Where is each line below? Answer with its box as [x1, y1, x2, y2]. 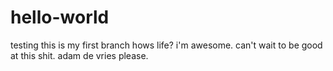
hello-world [10, 6, 110, 29]
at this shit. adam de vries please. [10, 49, 149, 61]
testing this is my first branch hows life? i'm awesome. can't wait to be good [10, 39, 323, 51]
